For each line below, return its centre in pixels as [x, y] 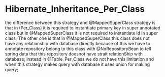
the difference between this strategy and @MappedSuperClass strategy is [80, 23]
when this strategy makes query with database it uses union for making [78, 64]
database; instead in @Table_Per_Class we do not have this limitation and [80, 59]
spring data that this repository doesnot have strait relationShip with [74, 54]
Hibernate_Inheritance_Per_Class [75, 9]
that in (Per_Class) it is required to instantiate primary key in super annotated [83, 27]
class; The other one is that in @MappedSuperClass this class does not [78, 38]
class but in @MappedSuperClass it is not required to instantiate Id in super [82, 33]
